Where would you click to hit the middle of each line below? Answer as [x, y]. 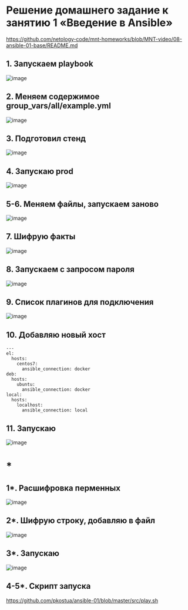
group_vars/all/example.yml [59, 106]
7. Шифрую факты [41, 237]
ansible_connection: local [55, 410]
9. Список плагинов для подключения [80, 302]
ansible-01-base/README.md [42, 45]
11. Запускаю [31, 428]
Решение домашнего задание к [87, 10]
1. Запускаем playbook [50, 64]
